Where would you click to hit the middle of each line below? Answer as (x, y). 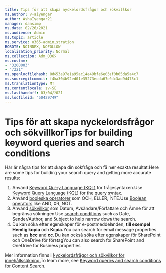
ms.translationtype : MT (30, 83)
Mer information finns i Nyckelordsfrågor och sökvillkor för (65, 255)
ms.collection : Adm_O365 (31, 56)
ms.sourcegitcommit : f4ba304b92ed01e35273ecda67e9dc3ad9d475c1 (72, 79)
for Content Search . (25, 266)
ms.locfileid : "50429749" (32, 97)
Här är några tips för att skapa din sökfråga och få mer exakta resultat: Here (82, 167)
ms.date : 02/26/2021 (27, 28)
